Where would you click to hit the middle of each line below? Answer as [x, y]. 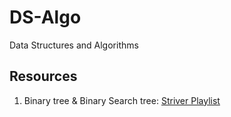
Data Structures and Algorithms [74, 45]
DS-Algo [45, 17]
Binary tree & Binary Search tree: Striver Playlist [122, 100]
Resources [43, 76]
